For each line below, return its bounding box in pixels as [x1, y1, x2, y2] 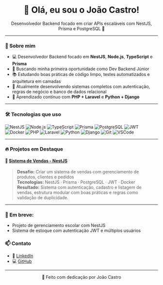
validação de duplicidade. [16, 194, 69, 200]
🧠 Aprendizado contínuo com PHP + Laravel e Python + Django [12, 94, 140, 100]
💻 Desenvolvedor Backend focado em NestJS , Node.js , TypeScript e [12, 54, 153, 60]
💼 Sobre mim [5, 42, 35, 49]
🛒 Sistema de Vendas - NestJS [5, 158, 68, 164]
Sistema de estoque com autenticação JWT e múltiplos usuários [12, 228, 141, 233]
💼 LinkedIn [12, 253, 33, 259]
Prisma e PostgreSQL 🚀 [58, 25, 105, 31]
